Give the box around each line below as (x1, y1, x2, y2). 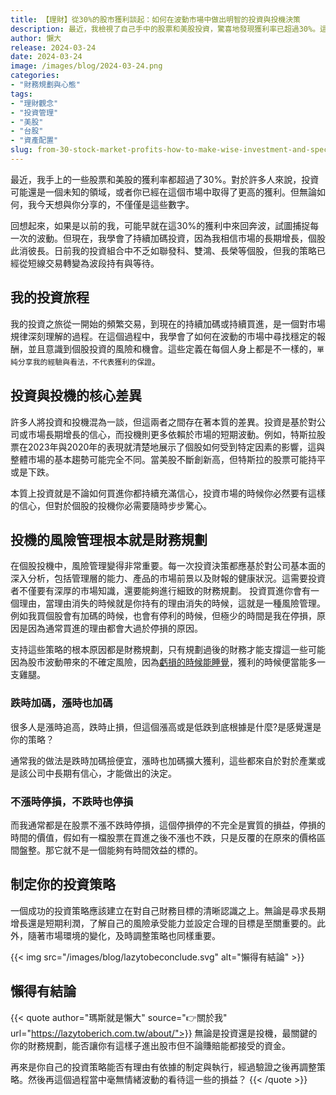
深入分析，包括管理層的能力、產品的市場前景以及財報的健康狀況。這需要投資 (10, 572, 326, 585)
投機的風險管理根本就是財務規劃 (10, 531, 208, 548)
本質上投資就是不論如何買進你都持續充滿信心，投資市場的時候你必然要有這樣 (10, 487, 326, 499)
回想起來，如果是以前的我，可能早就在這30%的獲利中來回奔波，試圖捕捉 (10, 219, 311, 231)
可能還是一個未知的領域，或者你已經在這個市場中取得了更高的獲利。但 (10, 186, 300, 198)
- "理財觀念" (10, 98, 59, 108)
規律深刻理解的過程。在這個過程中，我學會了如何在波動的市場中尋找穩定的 (10, 330, 317, 342)
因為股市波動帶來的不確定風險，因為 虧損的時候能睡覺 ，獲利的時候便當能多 (10, 656, 317, 668)
